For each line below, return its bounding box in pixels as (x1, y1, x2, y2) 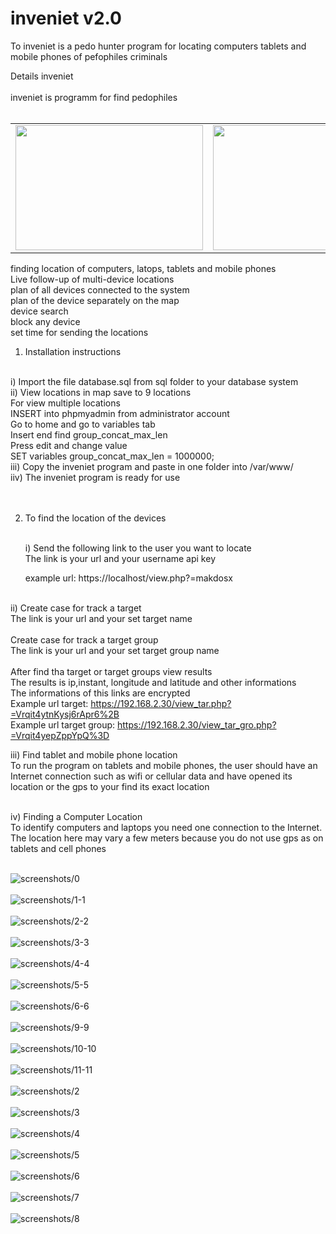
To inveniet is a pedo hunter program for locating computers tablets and (10, 40, 307, 52)
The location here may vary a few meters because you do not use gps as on (10, 832, 324, 844)
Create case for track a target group (10, 633, 159, 646)
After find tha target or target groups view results (10, 665, 213, 677)
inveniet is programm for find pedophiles (10, 91, 178, 103)
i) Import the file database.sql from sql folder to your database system (10, 375, 299, 387)
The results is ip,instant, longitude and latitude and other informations (10, 676, 297, 688)
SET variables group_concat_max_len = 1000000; (10, 450, 215, 462)
